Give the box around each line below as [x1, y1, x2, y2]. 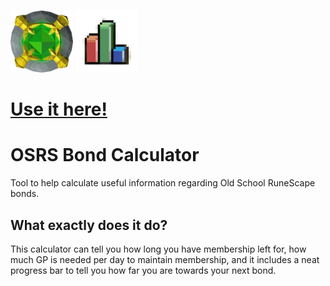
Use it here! [10, 98, 108, 121]
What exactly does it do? [10, 216, 168, 234]
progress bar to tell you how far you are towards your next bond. [10, 264, 277, 276]
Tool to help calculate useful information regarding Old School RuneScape [10, 177, 316, 189]
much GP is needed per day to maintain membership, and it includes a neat [10, 253, 320, 265]
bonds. [10, 188, 40, 200]
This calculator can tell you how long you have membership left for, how [10, 243, 307, 255]
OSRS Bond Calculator [10, 144, 200, 167]
